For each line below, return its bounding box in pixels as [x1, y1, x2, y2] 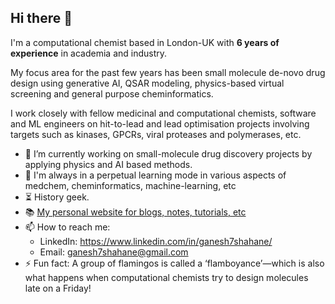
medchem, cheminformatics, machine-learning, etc [24, 179, 237, 191]
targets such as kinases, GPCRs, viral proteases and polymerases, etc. [10, 128, 302, 140]
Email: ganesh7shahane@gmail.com [39, 246, 189, 258]
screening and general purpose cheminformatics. [10, 87, 214, 100]
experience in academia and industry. [10, 47, 168, 59]
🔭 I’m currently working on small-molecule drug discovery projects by [24, 147, 313, 160]
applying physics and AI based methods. [24, 158, 193, 170]
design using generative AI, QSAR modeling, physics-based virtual [10, 77, 285, 89]
